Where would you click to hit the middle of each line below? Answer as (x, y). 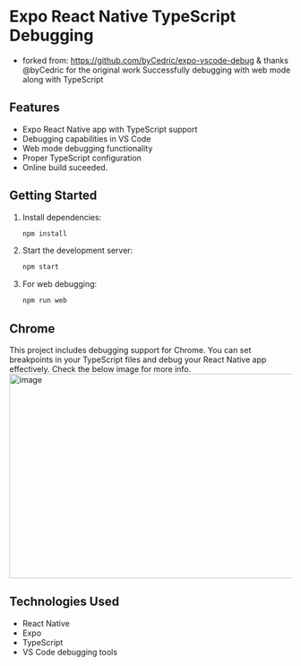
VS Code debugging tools (70, 652)
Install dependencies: (62, 217)
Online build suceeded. (65, 167)
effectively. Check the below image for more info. (100, 369)
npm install (44, 234)
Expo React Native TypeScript (123, 17)
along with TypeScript (63, 79)
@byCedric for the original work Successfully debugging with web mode (156, 70)
